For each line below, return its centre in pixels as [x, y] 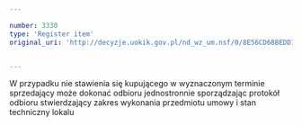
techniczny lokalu [42, 112]
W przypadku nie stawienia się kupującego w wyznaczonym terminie [137, 84]
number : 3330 [34, 25]
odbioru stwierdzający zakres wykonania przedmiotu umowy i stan [133, 103]
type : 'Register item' [52, 34]
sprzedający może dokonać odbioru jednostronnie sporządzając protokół [145, 93]
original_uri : [36, 42]
